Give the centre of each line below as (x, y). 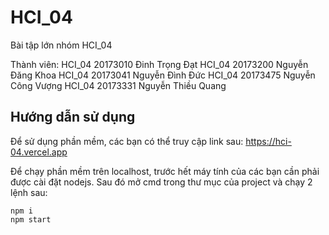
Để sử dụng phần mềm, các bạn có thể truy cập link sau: (127, 141)
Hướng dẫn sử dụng (73, 117)
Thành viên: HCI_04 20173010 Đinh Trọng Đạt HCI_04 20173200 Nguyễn (159, 64)
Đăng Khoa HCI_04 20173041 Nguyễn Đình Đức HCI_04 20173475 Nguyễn (163, 75)
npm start (31, 219)
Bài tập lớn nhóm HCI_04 (61, 45)
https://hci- (268, 141)
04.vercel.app (39, 152)
